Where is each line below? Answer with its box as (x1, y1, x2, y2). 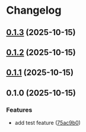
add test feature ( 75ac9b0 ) (14, 120, 81, 127)
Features (6, 105, 33, 114)
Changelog (6, 4, 62, 17)
